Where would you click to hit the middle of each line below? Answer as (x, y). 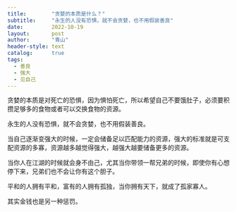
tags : (15, 60)
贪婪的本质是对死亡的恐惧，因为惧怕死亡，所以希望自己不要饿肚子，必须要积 (119, 100)
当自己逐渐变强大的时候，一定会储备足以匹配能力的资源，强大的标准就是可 (115, 139)
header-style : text (36, 46)
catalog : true (36, 54)
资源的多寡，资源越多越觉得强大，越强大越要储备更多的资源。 (103, 148)
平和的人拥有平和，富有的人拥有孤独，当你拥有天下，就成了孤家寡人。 (109, 187)
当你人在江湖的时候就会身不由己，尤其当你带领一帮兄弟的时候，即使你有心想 (119, 163)
